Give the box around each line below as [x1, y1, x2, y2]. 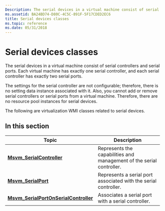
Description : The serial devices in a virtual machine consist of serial [5, 7, 160, 12]
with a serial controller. [97, 197, 151, 204]
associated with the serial [97, 177, 157, 184]
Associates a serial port [97, 191, 152, 198]
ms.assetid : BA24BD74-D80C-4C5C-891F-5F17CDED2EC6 [5, 12, 111, 17]
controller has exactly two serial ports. [5, 73, 82, 79]
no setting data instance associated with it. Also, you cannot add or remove [5, 88, 158, 94]
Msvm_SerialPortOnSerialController [7, 194, 93, 201]
